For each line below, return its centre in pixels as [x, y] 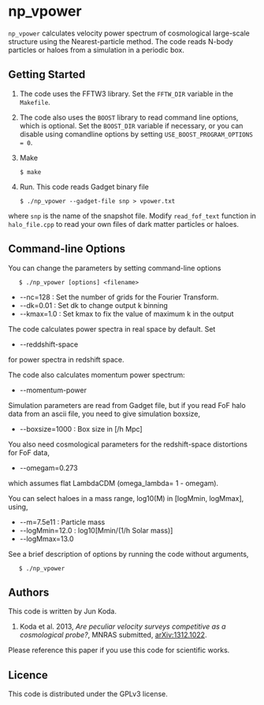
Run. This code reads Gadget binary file [84, 187]
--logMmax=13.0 [46, 539]
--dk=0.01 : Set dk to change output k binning [93, 305]
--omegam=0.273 [48, 468]
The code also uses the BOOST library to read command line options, [129, 117]
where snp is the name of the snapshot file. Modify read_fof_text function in [132, 216]
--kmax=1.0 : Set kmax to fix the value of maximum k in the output [126, 314]
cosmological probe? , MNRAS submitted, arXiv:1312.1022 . [113, 635]
